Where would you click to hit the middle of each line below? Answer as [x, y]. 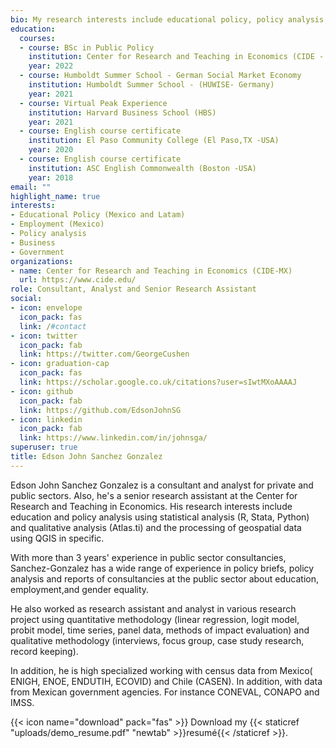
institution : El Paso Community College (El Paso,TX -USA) [154, 141]
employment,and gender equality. [80, 589]
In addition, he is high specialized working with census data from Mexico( [161, 670]
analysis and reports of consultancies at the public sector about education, [164, 578]
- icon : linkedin [46, 419]
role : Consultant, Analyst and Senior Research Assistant [133, 289]
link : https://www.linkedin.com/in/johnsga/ [113, 438]
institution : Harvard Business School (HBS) [122, 112]
